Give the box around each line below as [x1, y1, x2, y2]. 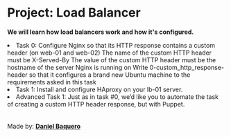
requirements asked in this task [7, 77, 97, 86]
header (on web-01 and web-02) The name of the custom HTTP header [7, 48, 212, 57]
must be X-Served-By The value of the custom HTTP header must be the [7, 55, 216, 64]
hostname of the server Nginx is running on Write [7, 63, 148, 71]
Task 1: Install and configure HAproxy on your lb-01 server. [16, 85, 183, 93]
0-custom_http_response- [149, 63, 224, 71]
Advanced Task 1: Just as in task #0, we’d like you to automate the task [16, 92, 219, 101]
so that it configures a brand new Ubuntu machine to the [28, 71, 191, 79]
